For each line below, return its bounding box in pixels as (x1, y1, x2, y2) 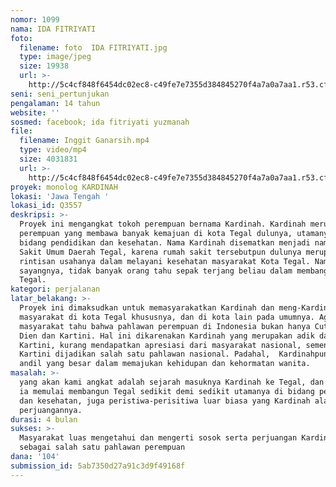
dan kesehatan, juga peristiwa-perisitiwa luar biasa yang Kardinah (19, 396, 311, 406)
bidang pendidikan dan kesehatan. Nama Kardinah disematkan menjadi (19, 237, 311, 248)
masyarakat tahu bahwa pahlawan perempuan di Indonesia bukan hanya (19, 321, 311, 331)
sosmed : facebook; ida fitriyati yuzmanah (10, 117, 190, 127)
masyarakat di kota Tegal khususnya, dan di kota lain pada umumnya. (19, 312, 315, 322)
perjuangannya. (19, 405, 83, 415)
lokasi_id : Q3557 (10, 201, 83, 211)
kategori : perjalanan (10, 284, 101, 295)
